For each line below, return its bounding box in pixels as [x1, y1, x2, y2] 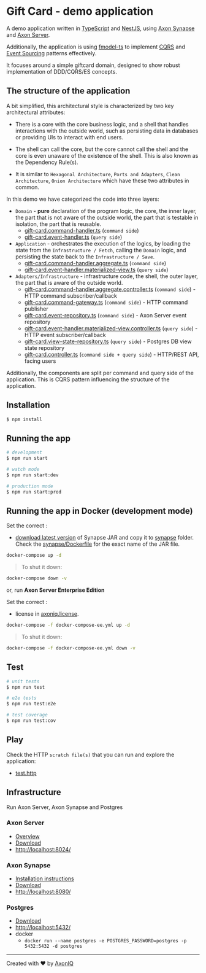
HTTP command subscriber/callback [24, 292, 118, 299]
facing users [24, 357, 56, 365]
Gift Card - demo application [6, 4, 154, 18]
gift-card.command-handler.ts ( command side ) [24, 227, 139, 234]
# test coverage [6, 712, 48, 718]
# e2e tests [6, 695, 37, 701]
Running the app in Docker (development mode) [6, 505, 193, 516]
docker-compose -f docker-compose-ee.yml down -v [6, 645, 136, 651]
